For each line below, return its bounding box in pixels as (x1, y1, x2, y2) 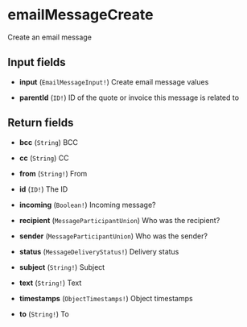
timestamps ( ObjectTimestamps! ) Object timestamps (19, 293, 194, 303)
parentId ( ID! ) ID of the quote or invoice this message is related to (19, 93, 239, 102)
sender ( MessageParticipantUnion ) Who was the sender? (19, 231, 208, 241)
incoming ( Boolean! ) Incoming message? (19, 200, 156, 209)
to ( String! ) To (19, 308, 69, 319)
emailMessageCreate (7, 6, 154, 24)
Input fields (7, 56, 66, 69)
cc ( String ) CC (19, 153, 69, 163)
